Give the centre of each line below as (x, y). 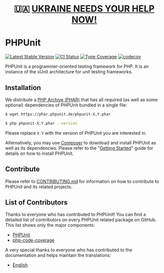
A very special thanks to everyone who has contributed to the (69, 250)
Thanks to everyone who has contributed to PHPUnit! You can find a (76, 215)
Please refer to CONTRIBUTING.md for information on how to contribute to (82, 181)
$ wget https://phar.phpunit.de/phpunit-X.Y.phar (58, 114)
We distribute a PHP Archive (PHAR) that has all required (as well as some (81, 100)
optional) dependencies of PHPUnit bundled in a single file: (66, 105)
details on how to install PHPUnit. (39, 153)
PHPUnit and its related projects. (39, 187)
